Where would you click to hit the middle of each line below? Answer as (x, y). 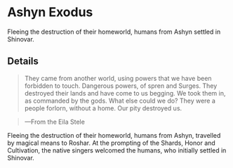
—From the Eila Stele (55, 122)
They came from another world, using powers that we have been (118, 78)
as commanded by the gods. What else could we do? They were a (120, 101)
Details (23, 62)
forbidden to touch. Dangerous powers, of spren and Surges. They (121, 86)
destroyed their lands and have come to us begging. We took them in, (125, 93)
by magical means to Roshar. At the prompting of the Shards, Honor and (111, 143)
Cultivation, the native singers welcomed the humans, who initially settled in (117, 150)
